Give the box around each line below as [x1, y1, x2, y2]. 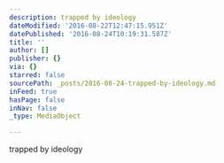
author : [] [9, 46, 50, 55]
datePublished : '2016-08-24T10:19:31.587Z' [9, 29, 173, 38]
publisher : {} [9, 54, 62, 63]
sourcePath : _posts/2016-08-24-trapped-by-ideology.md [9, 79, 216, 88]
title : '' [9, 37, 46, 47]
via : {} [9, 63, 38, 72]
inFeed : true [9, 87, 58, 96]
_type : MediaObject [9, 112, 81, 120]
